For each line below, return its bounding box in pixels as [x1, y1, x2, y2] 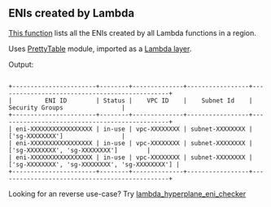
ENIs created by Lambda [8, 6, 135, 20]
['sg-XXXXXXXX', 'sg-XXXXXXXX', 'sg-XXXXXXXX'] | [8, 160, 181, 169]
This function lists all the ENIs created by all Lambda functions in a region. [8, 28, 256, 37]
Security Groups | [8, 103, 126, 112]
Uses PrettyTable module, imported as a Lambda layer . [8, 44, 192, 54]
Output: [8, 59, 34, 69]
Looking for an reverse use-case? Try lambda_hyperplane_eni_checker [8, 188, 247, 198]
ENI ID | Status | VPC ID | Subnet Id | [44, 97, 253, 105]
